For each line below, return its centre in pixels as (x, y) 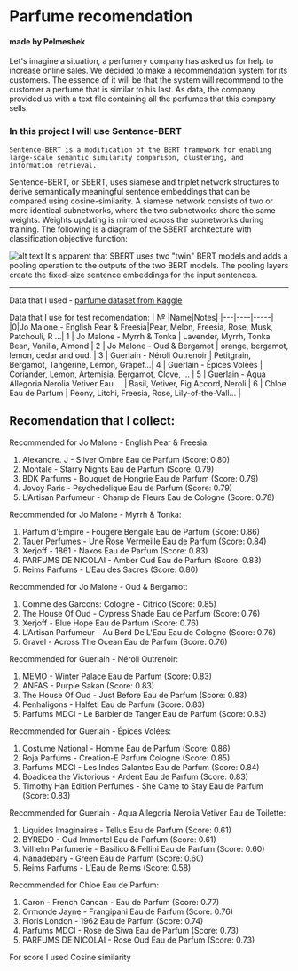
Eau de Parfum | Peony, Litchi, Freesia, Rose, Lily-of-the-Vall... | (125, 393)
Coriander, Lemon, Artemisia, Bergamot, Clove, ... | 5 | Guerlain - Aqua (137, 374)
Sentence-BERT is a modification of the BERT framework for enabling (141, 150)
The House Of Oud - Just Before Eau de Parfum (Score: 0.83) (134, 695)
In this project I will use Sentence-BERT (95, 131)
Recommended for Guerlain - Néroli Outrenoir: (94, 658)
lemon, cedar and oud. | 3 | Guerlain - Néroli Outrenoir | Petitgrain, (130, 355)
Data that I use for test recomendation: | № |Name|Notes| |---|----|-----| (141, 317)
